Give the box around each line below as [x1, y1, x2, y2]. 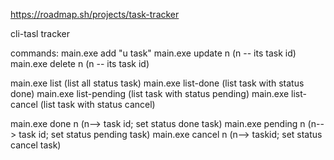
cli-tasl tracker [10, 28, 70, 39]
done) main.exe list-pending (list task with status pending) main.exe [10, 88, 290, 99]
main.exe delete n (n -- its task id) [10, 58, 150, 69]
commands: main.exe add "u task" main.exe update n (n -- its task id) [10, 47, 297, 59]
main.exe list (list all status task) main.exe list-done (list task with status [10, 77, 305, 89]
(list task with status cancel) [39, 99, 156, 110]
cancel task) [10, 139, 62, 151]
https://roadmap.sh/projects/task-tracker [10, 9, 180, 20]
